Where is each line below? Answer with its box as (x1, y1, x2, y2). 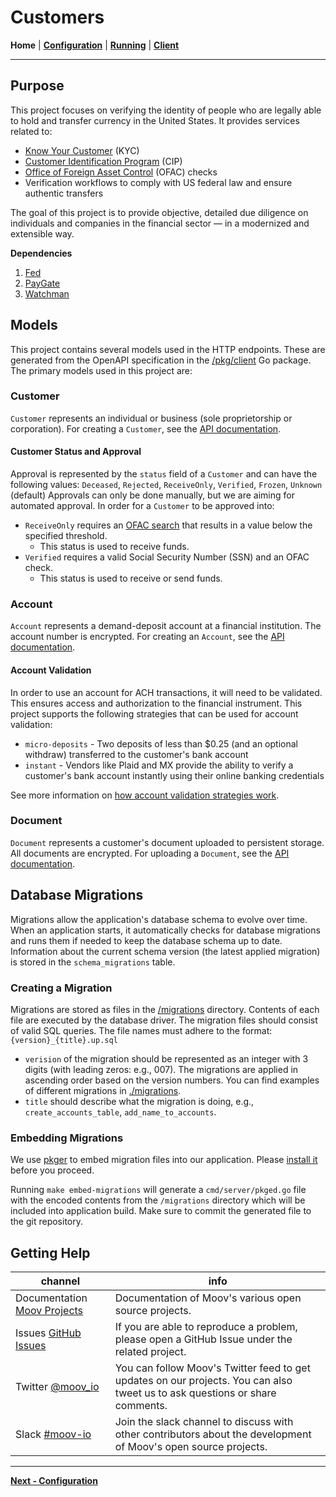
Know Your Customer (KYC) (24, 144, 140, 156)
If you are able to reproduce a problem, (114, 1320, 298, 1334)
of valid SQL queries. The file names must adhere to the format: (10, 1024, 273, 1036)
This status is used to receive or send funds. (39, 572, 223, 585)
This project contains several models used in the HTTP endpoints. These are (10, 343, 326, 355)
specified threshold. (24, 530, 108, 542)
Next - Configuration (10, 1475, 98, 1487)
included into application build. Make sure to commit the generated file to (10, 1205, 312, 1217)
